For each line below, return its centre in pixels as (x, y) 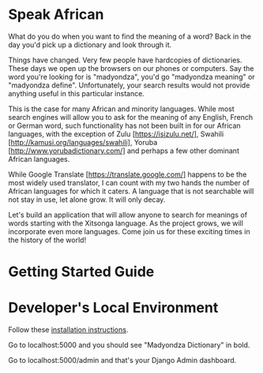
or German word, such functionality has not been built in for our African (124, 125)
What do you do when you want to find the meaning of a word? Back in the (130, 36)
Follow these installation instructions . (68, 330)
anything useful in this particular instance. (76, 93)
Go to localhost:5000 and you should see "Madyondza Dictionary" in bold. (129, 345)
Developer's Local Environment (113, 308)
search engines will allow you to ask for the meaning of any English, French (131, 117)
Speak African (56, 15)
